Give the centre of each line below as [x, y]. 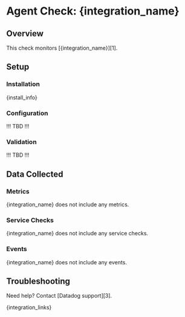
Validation [22, 142]
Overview [25, 34]
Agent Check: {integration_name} [93, 11]
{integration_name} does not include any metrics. [68, 204]
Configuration [27, 113]
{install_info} [22, 97]
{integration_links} [29, 307]
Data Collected [35, 174]
